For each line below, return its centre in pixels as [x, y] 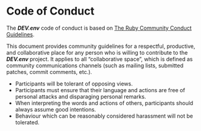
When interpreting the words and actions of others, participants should [104, 103]
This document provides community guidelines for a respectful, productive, [101, 46]
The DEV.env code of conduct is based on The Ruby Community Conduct [99, 28]
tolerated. [27, 122]
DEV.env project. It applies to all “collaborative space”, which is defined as [100, 59]
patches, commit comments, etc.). [49, 72]
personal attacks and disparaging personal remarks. [80, 96]
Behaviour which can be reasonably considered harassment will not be [104, 116]
